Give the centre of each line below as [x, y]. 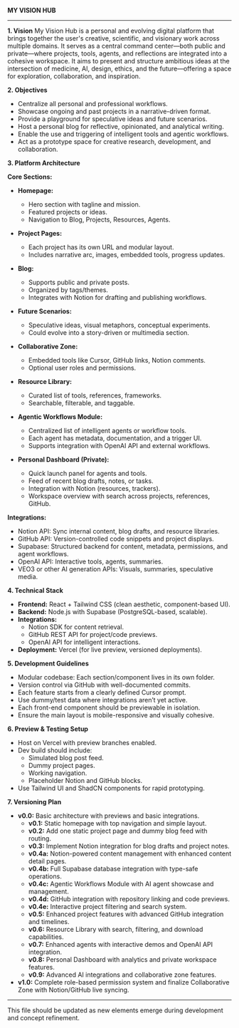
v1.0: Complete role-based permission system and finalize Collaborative [123, 982]
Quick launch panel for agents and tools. [87, 473]
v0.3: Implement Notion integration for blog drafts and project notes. [129, 846]
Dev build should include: [55, 750]
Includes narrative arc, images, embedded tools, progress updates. [127, 255]
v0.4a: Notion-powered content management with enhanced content [130, 853]
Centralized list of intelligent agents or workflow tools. [107, 431]
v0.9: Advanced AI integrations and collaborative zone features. [122, 975]
